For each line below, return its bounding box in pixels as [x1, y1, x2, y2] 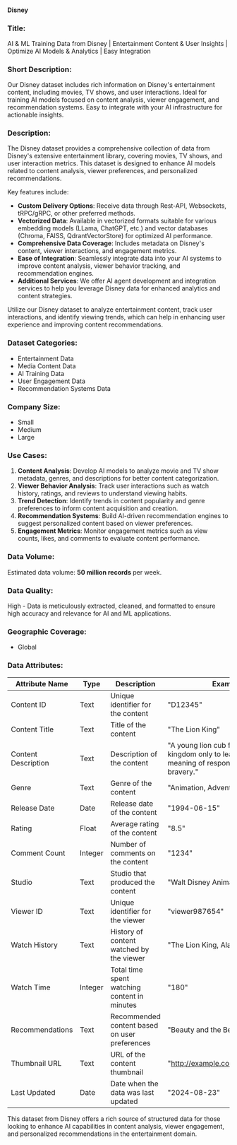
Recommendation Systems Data [17, 384, 111, 392]
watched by [110, 944, 150, 954]
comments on [110, 848, 157, 858]
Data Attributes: [7, 661, 63, 671]
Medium [17, 425, 42, 434]
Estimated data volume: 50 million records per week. [7, 568, 162, 576]
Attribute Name [15, 679, 68, 688]
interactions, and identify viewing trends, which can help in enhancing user [7, 313, 226, 322]
